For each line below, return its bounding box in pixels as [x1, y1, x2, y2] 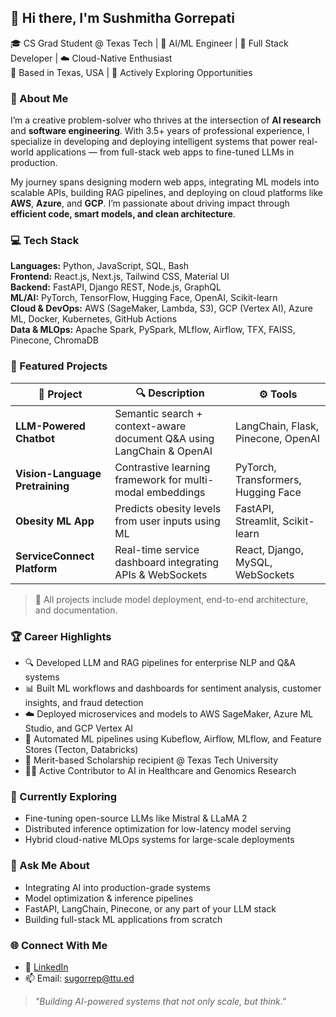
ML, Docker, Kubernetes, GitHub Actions [10, 313, 178, 325]
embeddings [146, 485, 206, 499]
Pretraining [15, 479, 70, 493]
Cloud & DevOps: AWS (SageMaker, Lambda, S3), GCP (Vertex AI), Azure [10, 302, 313, 315]
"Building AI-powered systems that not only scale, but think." [34, 995, 287, 1007]
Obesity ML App [15, 514, 95, 528]
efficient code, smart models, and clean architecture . [10, 208, 236, 220]
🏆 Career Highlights [10, 629, 112, 643]
